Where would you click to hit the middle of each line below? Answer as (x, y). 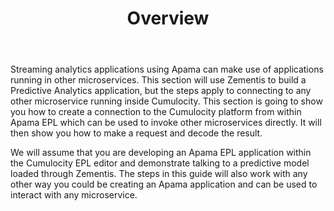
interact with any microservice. (74, 195)
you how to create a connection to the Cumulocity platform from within (156, 112)
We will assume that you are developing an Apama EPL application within (161, 153)
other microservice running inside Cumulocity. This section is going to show (166, 101)
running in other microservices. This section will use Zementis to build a (158, 80)
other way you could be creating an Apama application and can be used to (164, 184)
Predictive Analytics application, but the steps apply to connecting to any (161, 91)
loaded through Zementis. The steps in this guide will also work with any (159, 174)
